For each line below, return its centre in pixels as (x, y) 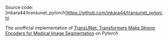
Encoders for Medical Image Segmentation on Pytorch (62, 33)
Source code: (19, 7)
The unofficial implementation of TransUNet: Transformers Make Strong (80, 28)
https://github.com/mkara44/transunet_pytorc (115, 13)
